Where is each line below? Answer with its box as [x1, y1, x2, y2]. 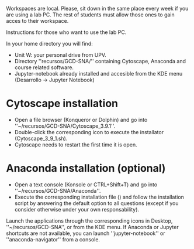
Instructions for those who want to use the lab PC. [6, 29, 127, 36]
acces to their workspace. [6, 18, 69, 24]
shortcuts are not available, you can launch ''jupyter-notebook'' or [6, 230, 165, 237]
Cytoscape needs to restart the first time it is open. [14, 141, 137, 148]
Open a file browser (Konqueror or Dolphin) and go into [14, 116, 148, 123]
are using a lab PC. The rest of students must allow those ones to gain [6, 11, 175, 18]
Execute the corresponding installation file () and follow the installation [14, 193, 184, 200]
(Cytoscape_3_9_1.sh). [14, 135, 68, 142]
